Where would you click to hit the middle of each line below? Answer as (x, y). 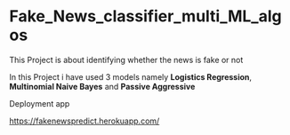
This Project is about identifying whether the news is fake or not (126, 60)
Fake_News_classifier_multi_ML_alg (145, 16)
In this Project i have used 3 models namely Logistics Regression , (130, 76)
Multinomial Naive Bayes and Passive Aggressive (102, 86)
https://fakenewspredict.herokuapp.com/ (85, 121)
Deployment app (40, 103)
